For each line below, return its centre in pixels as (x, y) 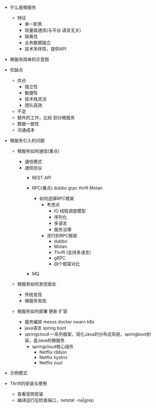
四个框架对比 (67, 264)
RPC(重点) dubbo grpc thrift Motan (67, 188)
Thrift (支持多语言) (73, 252)
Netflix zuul (51, 363)
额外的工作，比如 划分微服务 (46, 117)
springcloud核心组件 (53, 347)
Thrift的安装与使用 (28, 383)
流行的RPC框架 (62, 235)
